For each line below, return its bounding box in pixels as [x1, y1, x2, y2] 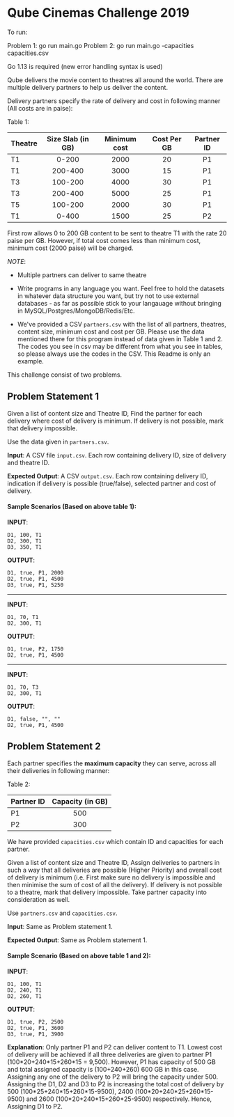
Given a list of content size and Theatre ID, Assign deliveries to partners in [7, 858, 220, 866]
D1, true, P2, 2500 [7, 1018, 64, 1025]
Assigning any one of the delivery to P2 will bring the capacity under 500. [7, 1072, 219, 1081]
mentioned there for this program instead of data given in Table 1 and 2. [17, 334, 223, 343]
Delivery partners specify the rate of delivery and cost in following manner [7, 96, 221, 105]
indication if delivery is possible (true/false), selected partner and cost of [7, 479, 217, 487]
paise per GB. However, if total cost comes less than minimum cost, [7, 236, 201, 244]
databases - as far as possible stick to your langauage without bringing [17, 299, 221, 307]
